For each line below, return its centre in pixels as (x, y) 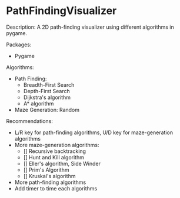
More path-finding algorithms (50, 182)
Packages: (19, 45)
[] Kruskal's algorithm (49, 176)
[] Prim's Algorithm (46, 170)
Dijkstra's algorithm (47, 97)
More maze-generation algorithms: (57, 145)
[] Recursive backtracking (55, 151)
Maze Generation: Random (47, 110)
